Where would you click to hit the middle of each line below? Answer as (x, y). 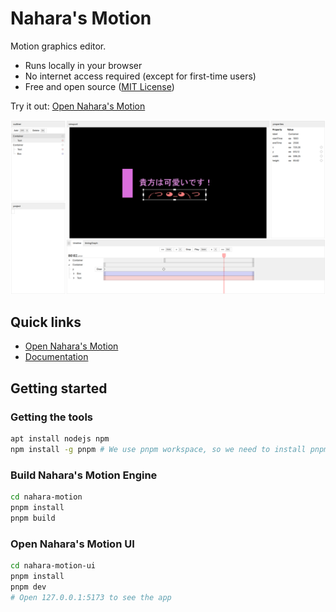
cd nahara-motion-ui (53, 565)
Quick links (46, 322)
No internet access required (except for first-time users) (140, 76)
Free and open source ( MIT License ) (99, 86)
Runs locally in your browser (83, 65)
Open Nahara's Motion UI (72, 544)
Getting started (59, 388)
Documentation (56, 357)
